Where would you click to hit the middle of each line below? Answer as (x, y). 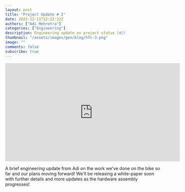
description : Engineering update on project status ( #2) (66, 33)
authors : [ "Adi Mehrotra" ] (33, 24)
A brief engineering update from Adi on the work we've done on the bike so (83, 168)
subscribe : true (22, 51)
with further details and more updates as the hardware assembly (72, 179)
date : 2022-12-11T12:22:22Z (34, 19)
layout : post (19, 10)
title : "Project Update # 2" (35, 14)
